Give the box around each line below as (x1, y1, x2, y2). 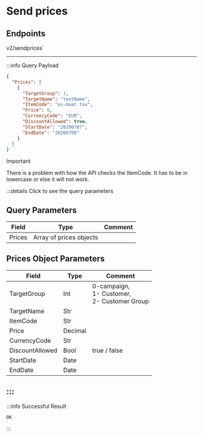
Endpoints (6, 28, 46, 39)
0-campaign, (92, 281, 130, 290)
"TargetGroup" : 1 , (22, 90, 69, 96)
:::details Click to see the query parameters (6, 188, 114, 195)
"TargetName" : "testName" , (22, 96, 91, 102)
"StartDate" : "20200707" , (22, 124, 88, 130)
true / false (92, 346, 123, 355)
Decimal (63, 326, 86, 335)
